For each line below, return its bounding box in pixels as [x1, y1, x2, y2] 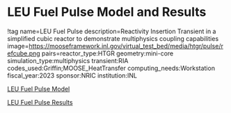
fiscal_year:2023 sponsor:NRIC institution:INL [7, 71, 138, 80]
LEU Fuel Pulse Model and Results [7, 4, 207, 20]
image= [7, 42, 29, 50]
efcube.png [7, 49, 40, 58]
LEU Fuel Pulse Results [7, 98, 73, 106]
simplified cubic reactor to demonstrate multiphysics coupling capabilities [7, 34, 219, 42]
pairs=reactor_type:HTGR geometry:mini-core [41, 49, 174, 58]
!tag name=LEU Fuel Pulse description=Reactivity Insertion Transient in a [7, 27, 216, 35]
